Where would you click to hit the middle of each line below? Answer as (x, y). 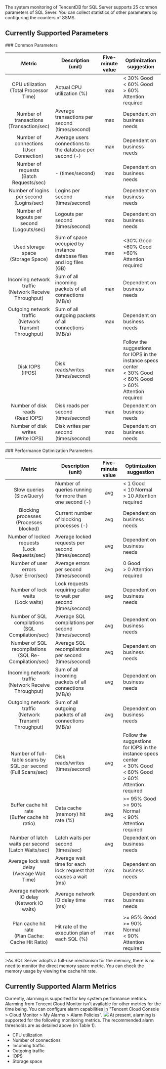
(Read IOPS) (29, 418)
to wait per (67, 596)
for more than (71, 495)
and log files (69, 262)
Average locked (73, 536)
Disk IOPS (29, 366)
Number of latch (29, 838)
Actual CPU (68, 87)
